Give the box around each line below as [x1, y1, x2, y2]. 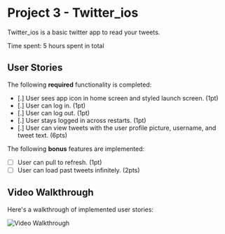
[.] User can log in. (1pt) [17, 101, 86, 110]
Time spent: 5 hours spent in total [7, 41, 104, 50]
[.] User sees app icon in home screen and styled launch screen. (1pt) [17, 94, 219, 102]
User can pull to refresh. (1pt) [17, 158, 102, 166]
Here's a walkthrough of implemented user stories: [7, 205, 154, 214]
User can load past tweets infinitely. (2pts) [17, 166, 140, 174]
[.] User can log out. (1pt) [17, 108, 90, 117]
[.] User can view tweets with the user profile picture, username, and [17, 124, 217, 132]
